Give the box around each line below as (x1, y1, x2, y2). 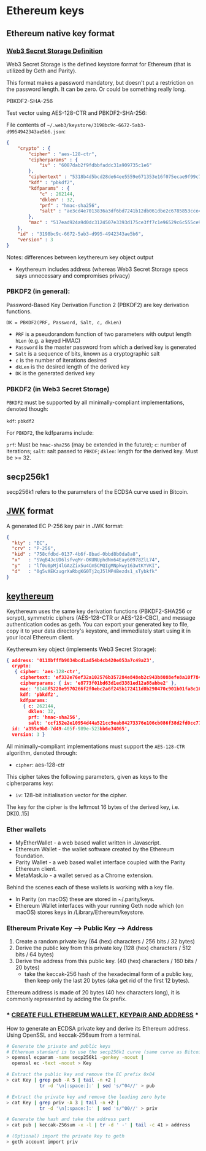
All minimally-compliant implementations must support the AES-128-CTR (6, 743, 185, 750)
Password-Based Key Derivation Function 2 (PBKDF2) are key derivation (6, 301, 189, 308)
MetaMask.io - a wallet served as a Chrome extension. (15, 872, 153, 879)
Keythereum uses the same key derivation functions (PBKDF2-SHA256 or (6, 607, 192, 615)
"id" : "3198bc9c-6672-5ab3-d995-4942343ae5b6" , (17, 231, 144, 237)
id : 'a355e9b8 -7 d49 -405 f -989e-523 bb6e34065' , (12, 726, 131, 732)
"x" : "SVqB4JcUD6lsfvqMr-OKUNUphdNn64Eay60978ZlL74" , (12, 557, 161, 563)
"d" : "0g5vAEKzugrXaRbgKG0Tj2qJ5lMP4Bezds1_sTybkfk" (12, 568, 158, 574)
